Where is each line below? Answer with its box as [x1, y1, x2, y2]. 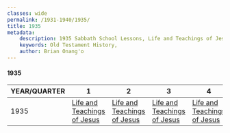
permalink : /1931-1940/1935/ [7, 16, 90, 23]
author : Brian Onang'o [19, 48, 84, 55]
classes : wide [7, 10, 48, 17]
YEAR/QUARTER [10, 87, 66, 96]
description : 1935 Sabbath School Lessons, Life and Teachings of [19, 35, 213, 42]
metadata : [7, 29, 36, 36]
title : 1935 [7, 23, 41, 29]
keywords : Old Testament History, [19, 42, 118, 48]
